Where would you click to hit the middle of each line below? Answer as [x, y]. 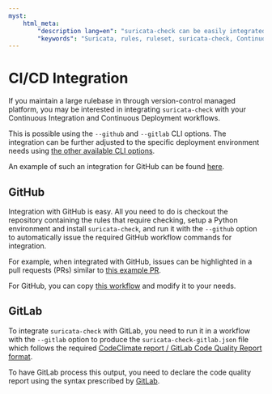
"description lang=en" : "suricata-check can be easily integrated [152, 31]
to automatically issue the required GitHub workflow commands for [120, 237]
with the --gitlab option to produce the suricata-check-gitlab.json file [129, 339]
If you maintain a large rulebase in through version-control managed [122, 101]
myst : [17, 16]
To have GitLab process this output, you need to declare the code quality [130, 372]
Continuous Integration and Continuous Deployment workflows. [115, 118]
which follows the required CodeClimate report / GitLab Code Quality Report [135, 348]
